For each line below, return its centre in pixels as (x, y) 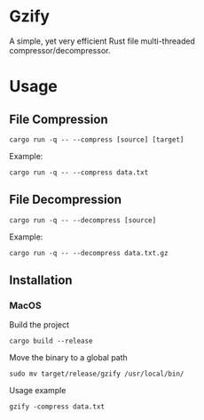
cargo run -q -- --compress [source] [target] (97, 140)
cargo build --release (51, 341)
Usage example (38, 391)
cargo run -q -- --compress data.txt (79, 172)
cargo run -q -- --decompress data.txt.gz (89, 253)
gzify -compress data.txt (57, 407)
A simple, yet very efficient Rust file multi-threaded (102, 41)
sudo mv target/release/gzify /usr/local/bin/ (97, 374)
